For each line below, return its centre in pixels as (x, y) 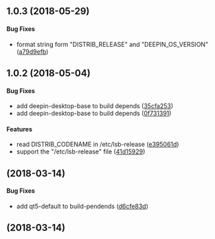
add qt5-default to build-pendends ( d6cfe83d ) (82, 206)
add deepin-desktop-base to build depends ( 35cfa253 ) (95, 106)
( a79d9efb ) (32, 52)
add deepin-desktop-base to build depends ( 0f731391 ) (94, 114)
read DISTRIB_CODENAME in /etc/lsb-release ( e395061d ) (98, 145)
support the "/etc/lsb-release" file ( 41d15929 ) (81, 152)
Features (19, 129)
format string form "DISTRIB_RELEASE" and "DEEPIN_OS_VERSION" (112, 44)
